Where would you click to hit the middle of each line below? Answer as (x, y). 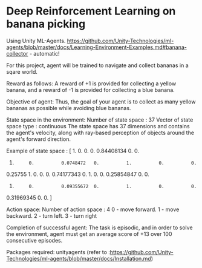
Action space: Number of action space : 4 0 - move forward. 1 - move (93, 209)
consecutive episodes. (34, 240)
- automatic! (44, 53)
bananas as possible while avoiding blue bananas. (69, 108)
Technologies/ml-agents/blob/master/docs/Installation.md (79, 258)
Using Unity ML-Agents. (36, 41)
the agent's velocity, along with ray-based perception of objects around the (100, 132)
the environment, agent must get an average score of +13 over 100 (89, 234)
